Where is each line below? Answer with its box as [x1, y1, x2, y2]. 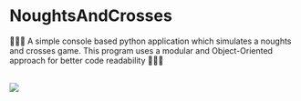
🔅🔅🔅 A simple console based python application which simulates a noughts [9, 35, 292, 46]
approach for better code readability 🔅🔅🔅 [9, 55, 164, 66]
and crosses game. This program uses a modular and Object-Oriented [9, 45, 274, 56]
